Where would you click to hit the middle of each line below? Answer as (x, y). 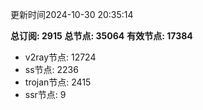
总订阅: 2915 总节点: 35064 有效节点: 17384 (101, 36)
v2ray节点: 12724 (60, 57)
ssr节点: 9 (45, 94)
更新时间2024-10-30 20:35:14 (72, 14)
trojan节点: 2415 (58, 82)
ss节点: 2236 (51, 69)
